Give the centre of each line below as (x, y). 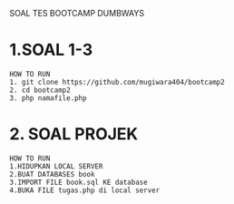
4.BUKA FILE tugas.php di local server (85, 190)
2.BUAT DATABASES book (52, 174)
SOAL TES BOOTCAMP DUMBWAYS (77, 13)
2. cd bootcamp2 (40, 90)
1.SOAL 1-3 (51, 50)
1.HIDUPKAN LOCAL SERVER (56, 166)
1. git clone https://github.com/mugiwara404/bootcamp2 (117, 82)
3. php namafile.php (49, 98)
